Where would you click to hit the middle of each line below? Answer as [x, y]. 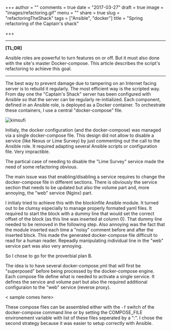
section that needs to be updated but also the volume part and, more [77, 187]
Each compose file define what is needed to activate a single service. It [80, 276]
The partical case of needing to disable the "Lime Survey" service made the [85, 161]
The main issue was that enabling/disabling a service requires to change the [85, 177]
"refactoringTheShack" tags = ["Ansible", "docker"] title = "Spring [74, 18]
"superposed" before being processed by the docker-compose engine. [80, 271]
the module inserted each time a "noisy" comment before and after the [79, 230]
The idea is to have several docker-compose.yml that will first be [73, 266]
